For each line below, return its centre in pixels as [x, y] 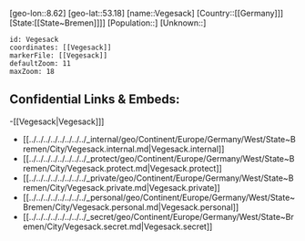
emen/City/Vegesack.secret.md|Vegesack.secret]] [117, 226]
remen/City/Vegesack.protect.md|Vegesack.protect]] [122, 168]
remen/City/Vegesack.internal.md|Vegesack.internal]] [123, 149]
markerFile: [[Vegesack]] [58, 56]
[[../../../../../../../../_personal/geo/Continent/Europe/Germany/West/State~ [159, 197]
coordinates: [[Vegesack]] [61, 47]
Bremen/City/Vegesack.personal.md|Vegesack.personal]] [131, 207]
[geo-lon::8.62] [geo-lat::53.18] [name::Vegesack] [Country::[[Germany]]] [147, 13]
